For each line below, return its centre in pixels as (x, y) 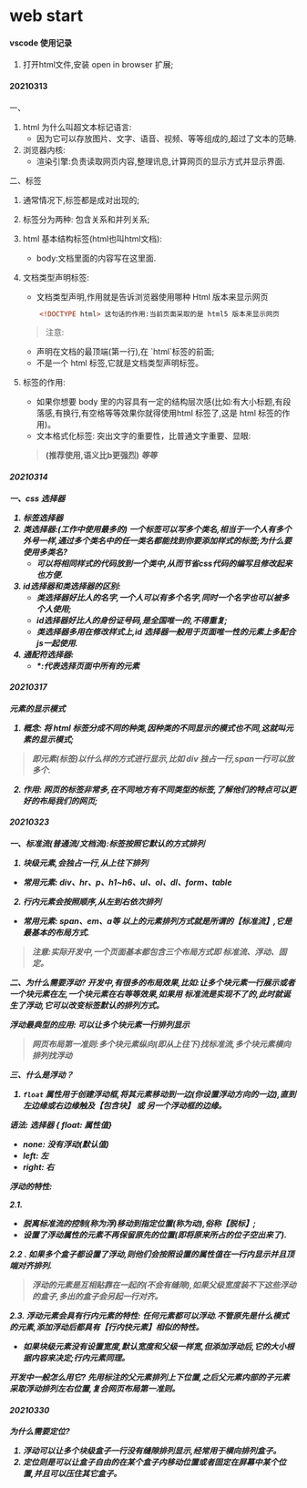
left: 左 (36, 1156)
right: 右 (38, 1167)
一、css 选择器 (37, 498)
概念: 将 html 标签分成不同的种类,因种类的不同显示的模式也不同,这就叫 (154, 728)
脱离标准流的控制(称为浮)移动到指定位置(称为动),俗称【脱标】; (139, 1224)
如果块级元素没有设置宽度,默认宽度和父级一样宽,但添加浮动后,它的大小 (154, 1347)
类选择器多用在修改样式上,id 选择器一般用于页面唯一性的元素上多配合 (166, 631)
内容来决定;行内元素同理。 (80, 1358)
